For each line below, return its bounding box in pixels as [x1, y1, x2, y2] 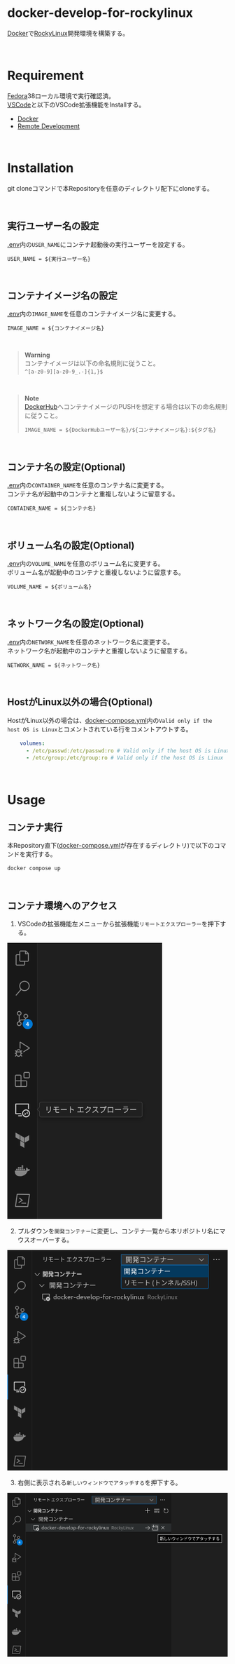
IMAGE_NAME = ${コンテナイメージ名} [7, 325, 105, 332]
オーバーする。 [29, 1236, 73, 1244]
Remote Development [17, 121, 80, 130]
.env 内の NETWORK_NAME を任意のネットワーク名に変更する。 [7, 637, 174, 646]
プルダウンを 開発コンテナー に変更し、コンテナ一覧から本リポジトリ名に [17, 1227, 220, 1235]
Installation [7, 160, 74, 176]
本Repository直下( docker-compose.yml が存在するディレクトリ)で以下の [7, 841, 215, 850]
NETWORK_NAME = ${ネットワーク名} [7, 661, 101, 669]
